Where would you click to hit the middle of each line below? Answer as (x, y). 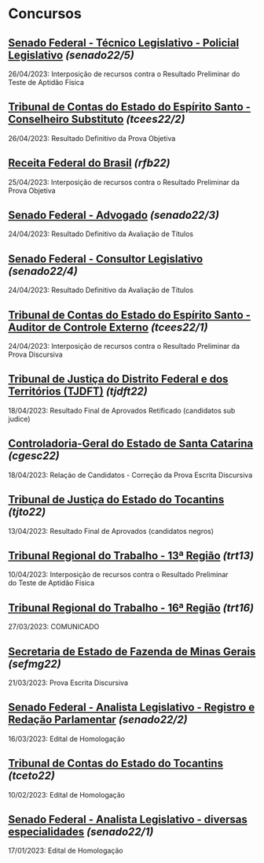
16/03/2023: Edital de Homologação (67, 739)
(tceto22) (31, 776)
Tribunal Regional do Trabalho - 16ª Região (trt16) (131, 607)
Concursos (45, 14)
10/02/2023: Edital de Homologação (67, 794)
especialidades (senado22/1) (81, 832)
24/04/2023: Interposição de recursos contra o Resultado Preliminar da (124, 346)
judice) (19, 419)
